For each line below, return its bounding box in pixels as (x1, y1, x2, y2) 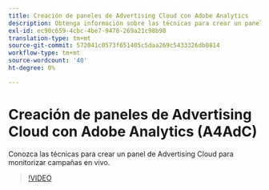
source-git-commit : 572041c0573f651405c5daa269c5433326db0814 (8, 42, 220, 50)
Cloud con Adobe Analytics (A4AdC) (8, 122, 258, 140)
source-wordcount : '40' (8, 57, 88, 65)
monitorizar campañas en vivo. (8, 157, 110, 167)
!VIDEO (27, 173, 52, 183)
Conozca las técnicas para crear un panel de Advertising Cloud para (8, 149, 234, 159)
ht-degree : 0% (8, 64, 56, 72)
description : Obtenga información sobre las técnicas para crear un (8, 19, 242, 27)
